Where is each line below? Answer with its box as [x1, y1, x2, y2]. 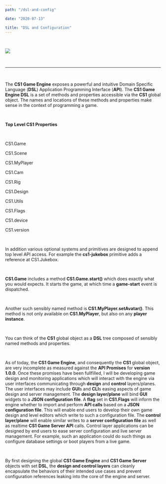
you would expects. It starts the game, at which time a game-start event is [5, 281, 157, 287]
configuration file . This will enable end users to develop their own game [5, 407, 153, 413]
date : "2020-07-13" [5, 16, 45, 21]
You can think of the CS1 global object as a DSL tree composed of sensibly [5, 335, 158, 341]
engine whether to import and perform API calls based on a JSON [5, 402, 140, 408]
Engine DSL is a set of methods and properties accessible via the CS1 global [5, 92, 161, 98]
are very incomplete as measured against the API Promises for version [5, 365, 150, 371]
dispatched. [5, 287, 30, 292]
